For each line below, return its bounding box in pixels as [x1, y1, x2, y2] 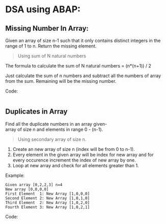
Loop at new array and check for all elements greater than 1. [12, 162, 139, 168]
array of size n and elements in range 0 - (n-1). [5, 126, 103, 132]
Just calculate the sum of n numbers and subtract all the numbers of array [5, 73, 161, 79]
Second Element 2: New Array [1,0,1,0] [5, 195, 90, 200]
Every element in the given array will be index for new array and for [12, 151, 154, 158]
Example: [5, 172, 25, 178]
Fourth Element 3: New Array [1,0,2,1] [5, 205, 90, 210]
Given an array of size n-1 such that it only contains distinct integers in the [5, 37, 161, 43]
